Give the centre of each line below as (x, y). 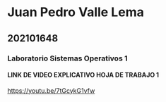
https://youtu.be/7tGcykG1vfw (51, 90)
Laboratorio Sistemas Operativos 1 (67, 58)
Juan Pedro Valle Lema (76, 12)
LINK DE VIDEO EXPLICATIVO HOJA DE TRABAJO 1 (83, 75)
